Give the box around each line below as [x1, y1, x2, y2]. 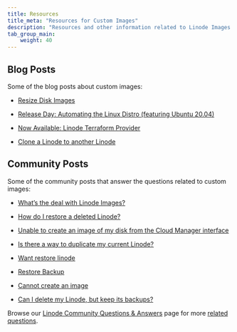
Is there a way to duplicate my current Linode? [17, 239, 154, 248]
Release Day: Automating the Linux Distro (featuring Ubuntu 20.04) [17, 110, 215, 118]
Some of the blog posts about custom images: [7, 82, 143, 90]
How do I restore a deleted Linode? [17, 212, 121, 221]
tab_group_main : [7, 30, 56, 38]
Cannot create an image [17, 281, 89, 289]
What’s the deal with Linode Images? [17, 198, 126, 207]
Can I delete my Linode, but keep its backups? [17, 295, 154, 304]
